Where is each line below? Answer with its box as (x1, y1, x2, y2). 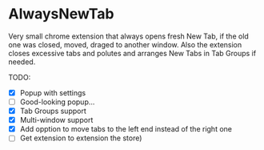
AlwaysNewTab (8, 5, 114, 23)
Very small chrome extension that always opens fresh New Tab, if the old (8, 31, 250, 41)
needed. (8, 57, 36, 67)
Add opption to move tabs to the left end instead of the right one (19, 124, 232, 134)
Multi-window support (19, 116, 94, 125)
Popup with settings (19, 87, 86, 97)
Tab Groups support (19, 106, 86, 116)
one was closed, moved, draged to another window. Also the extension (8, 39, 242, 49)
